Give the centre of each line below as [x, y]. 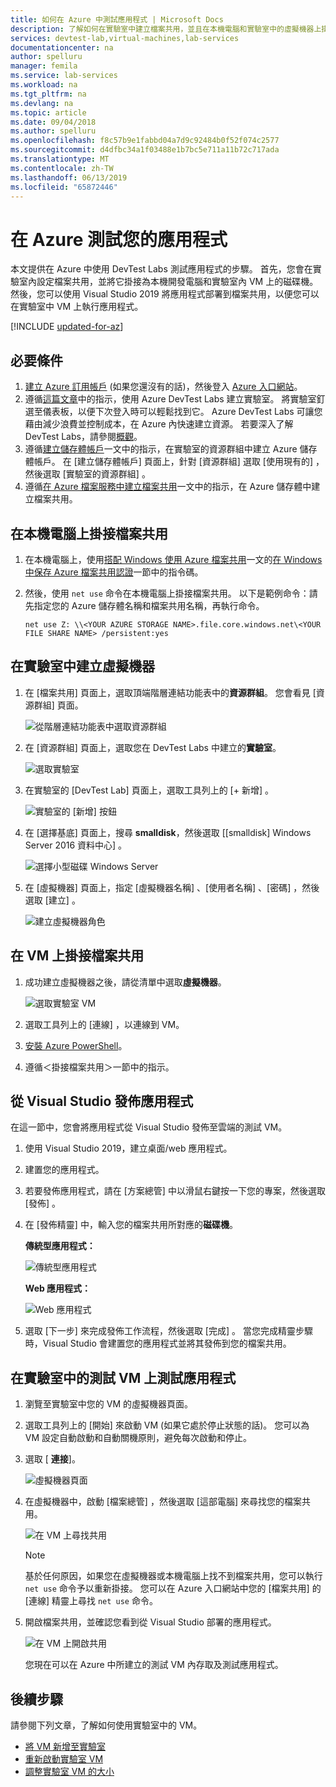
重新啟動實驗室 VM [64, 1759]
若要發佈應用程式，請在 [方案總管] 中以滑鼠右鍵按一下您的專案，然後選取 [175, 1191]
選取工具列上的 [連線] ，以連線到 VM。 [104, 1024]
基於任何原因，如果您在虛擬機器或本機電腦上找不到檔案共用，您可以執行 [173, 1576]
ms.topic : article [48, 112]
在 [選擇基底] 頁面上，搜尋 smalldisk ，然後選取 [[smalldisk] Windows [168, 832]
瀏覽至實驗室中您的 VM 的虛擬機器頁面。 [108, 1404]
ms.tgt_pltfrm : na [48, 94]
